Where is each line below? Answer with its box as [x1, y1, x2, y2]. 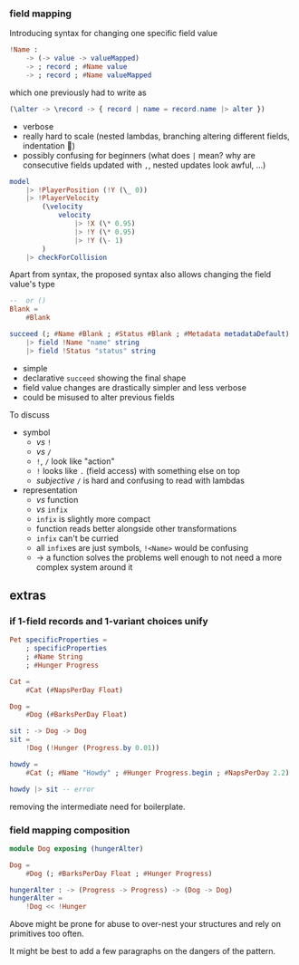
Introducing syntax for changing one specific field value [9, 28, 218, 39]
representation [22, 484, 78, 496]
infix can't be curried [35, 533, 120, 544]
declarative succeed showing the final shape [22, 372, 187, 383]
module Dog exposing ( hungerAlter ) [9, 844, 144, 854]
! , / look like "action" [35, 456, 115, 467]
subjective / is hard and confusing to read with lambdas [35, 475, 245, 486]
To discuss [9, 409, 50, 420]
